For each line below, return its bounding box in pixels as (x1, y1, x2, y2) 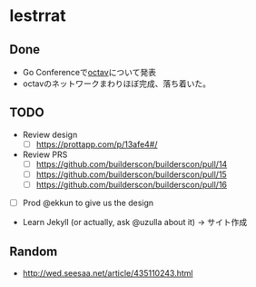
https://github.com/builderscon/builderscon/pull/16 (35, 179, 228, 190)
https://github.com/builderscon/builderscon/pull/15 (35, 169, 227, 180)
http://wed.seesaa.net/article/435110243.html (22, 267, 193, 278)
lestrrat (9, 5, 66, 26)
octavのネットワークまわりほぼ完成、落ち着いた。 (22, 78, 212, 89)
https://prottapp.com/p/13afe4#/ (35, 138, 158, 150)
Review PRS (22, 149, 68, 160)
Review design (22, 129, 78, 140)
